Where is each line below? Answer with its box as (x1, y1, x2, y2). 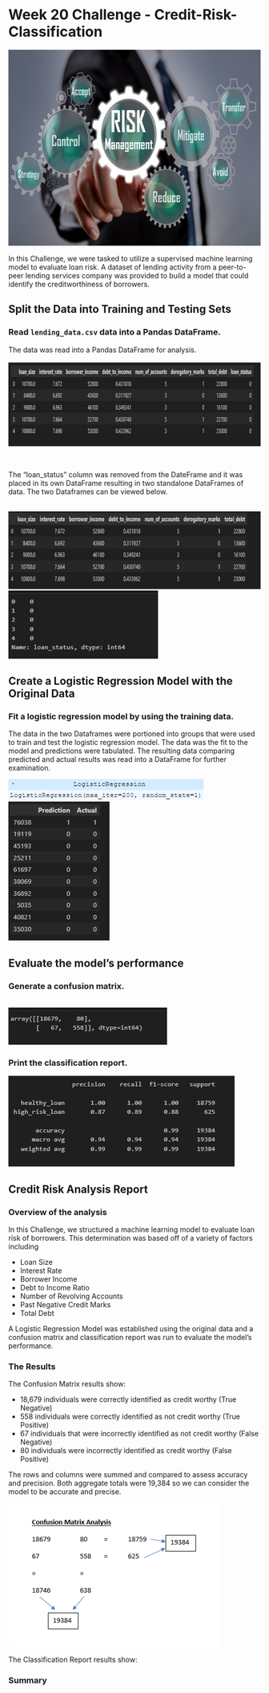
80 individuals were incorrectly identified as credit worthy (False (19, 1446, 232, 1456)
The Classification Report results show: (8, 1655, 138, 1665)
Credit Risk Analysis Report (8, 1182, 148, 1196)
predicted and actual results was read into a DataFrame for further (8, 755, 227, 764)
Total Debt (19, 1308, 54, 1318)
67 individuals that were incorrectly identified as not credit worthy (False (19, 1429, 259, 1439)
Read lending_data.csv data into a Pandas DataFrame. (8, 326, 222, 338)
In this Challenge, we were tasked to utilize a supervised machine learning (8, 253, 253, 263)
